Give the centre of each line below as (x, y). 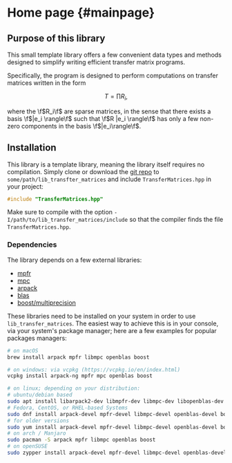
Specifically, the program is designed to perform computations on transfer (113, 75)
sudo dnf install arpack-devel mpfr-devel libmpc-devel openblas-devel (112, 414)
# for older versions (38, 421)
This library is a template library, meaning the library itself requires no (106, 164)
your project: (25, 186)
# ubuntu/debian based (40, 395)
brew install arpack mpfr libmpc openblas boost (78, 357)
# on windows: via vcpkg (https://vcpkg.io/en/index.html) (94, 370)
